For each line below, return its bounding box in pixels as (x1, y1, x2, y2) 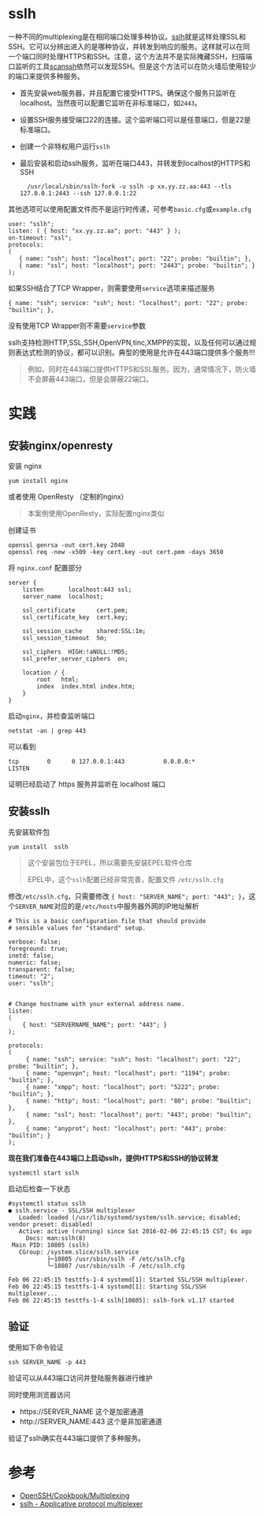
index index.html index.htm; (36, 682, 136, 690)
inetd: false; (8, 952, 55, 960)
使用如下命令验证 (8, 1342, 64, 1352)
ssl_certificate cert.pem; (22, 606, 128, 614)
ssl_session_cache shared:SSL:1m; (22, 627, 147, 635)
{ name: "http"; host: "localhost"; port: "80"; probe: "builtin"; (25, 1096, 252, 1105)
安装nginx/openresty (8, 439, 113, 452)
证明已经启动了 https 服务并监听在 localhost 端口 (8, 779, 165, 789)
